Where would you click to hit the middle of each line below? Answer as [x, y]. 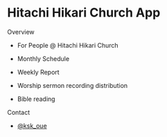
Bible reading [36, 99]
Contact [18, 112]
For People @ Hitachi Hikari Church [68, 45]
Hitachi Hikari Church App [84, 13]
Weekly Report [38, 72]
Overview [21, 32]
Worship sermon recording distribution [72, 85]
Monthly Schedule [43, 58]
